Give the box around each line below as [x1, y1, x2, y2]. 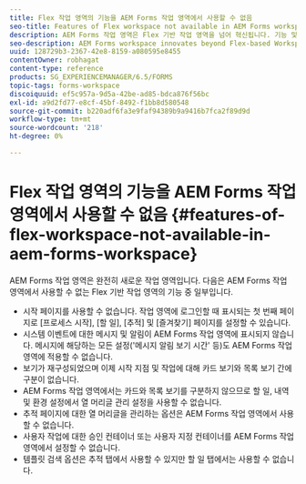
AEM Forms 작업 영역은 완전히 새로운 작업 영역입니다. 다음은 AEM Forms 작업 [9, 275, 288, 286]
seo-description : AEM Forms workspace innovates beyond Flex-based [9, 38, 271, 48]
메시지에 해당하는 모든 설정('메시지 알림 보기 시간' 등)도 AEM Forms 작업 [35, 339, 293, 350]
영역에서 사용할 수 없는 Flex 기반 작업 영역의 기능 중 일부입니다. [9, 286, 234, 297]
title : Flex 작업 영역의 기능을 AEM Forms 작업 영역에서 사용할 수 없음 [9, 13, 253, 23]
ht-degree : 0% [9, 132, 64, 141]
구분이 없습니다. [22, 374, 79, 385]
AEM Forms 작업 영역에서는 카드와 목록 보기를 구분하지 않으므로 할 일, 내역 [22, 385, 290, 396]
